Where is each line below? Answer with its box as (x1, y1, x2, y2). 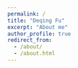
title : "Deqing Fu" (7, 17, 65, 24)
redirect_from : (7, 37, 52, 44)
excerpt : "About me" (7, 23, 69, 30)
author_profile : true (7, 30, 72, 38)
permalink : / (7, 10, 46, 18)
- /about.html (13, 50, 55, 57)
